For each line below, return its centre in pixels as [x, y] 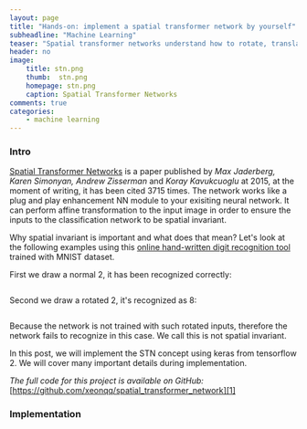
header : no [30, 52]
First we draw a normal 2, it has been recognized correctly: [121, 275]
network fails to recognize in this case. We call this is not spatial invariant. [148, 336]
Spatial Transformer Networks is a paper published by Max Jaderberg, [143, 172]
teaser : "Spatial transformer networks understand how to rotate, [138, 43]
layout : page [34, 18]
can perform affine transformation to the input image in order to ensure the [150, 210]
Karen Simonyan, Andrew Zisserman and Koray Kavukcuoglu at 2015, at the [152, 181]
